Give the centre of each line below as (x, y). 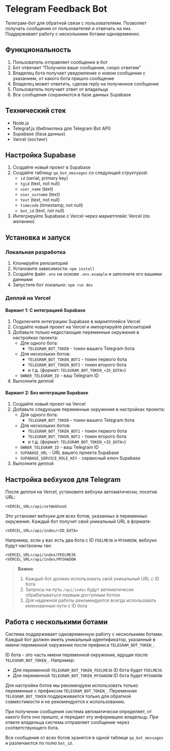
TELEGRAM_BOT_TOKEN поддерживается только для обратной (68, 696)
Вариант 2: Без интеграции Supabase (47, 392)
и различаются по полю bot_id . (39, 743)
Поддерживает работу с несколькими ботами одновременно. (73, 34)
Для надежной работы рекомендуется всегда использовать (91, 600)
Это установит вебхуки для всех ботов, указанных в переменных (76, 516)
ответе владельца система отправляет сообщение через (67, 722)
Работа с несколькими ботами (57, 622)
